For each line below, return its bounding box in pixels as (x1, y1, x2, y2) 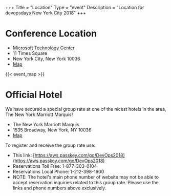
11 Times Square (12, 50, 48, 56)
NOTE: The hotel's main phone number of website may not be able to (12, 174, 159, 180)
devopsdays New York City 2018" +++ (5, 10, 86, 16)
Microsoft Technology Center (12, 45, 75, 51)
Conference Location (5, 28, 97, 40)
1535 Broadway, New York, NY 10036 (12, 127, 92, 133)
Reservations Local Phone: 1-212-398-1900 (12, 168, 104, 174)
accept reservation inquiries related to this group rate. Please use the (12, 179, 159, 185)
